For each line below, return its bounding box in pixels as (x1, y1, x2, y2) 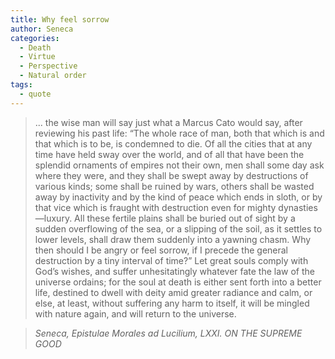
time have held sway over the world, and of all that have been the (34, 148, 305, 160)
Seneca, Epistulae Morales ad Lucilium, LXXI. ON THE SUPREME (34, 327, 303, 339)
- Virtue (19, 52, 56, 62)
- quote (19, 89, 52, 99)
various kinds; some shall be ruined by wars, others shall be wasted (34, 180, 315, 192)
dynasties (278, 201, 318, 213)
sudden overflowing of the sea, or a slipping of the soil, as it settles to (34, 222, 323, 235)
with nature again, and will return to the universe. (34, 307, 237, 320)
